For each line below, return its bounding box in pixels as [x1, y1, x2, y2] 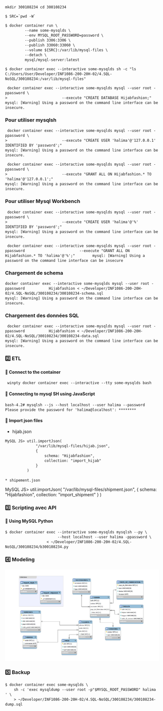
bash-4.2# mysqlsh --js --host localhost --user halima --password [5, 402, 145, 407]
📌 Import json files [5, 418, 43, 424]
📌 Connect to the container [5, 369, 61, 375]
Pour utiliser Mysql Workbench [5, 198, 81, 205]
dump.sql [5, 702, 23, 707]
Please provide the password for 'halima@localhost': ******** [5, 407, 137, 412]
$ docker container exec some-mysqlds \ [5, 683, 89, 687]
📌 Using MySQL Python [5, 518, 54, 524]
